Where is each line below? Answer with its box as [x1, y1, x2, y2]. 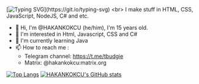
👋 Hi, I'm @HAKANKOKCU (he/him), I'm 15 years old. [15, 24, 148, 31]
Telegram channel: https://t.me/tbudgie [24, 52, 124, 60]
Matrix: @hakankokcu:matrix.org [24, 59, 107, 66]
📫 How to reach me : [15, 44, 69, 51]
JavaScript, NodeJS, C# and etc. [6, 12, 89, 19]
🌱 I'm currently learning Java [15, 37, 88, 44]
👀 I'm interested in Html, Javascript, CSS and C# [15, 30, 138, 38]
